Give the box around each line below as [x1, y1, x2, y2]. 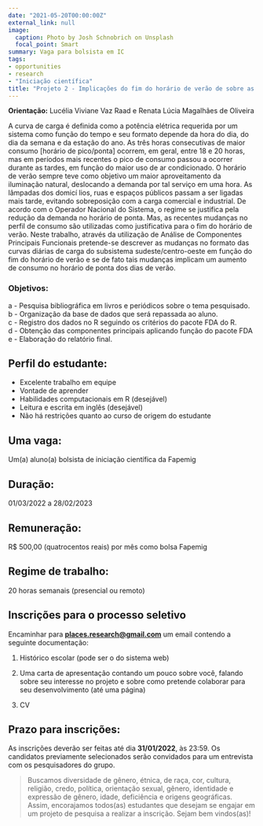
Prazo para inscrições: [8, 722, 121, 736]
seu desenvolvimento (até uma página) [19, 685, 146, 694]
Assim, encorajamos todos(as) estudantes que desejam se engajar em [27, 801, 255, 810]
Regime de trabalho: [8, 565, 109, 578]
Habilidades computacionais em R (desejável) [19, 395, 167, 404]
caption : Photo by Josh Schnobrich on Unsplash [15, 33, 174, 42]
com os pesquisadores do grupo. [8, 760, 115, 770]
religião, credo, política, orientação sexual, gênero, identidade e [27, 784, 234, 794]
